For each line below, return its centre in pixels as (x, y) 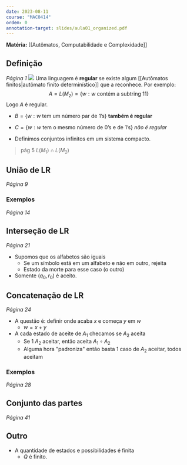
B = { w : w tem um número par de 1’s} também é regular (84, 116)
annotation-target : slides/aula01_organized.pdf (67, 28)
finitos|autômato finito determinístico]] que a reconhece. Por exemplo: (91, 85)
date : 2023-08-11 (27, 12)
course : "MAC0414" (29, 17)
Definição (24, 63)
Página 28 (19, 385)
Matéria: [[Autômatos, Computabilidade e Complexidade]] (77, 45)
